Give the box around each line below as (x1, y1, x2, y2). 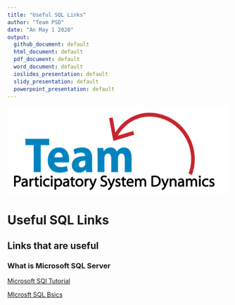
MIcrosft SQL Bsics (7, 290, 63, 299)
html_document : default (13, 48, 83, 56)
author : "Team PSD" (7, 18, 65, 26)
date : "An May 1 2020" (7, 26, 74, 33)
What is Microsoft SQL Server (7, 261, 111, 271)
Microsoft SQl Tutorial (7, 277, 70, 285)
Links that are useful (7, 240, 99, 252)
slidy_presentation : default (13, 78, 99, 85)
